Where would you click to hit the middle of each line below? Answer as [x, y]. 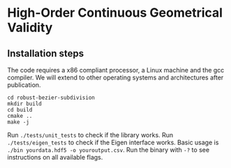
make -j [18, 122]
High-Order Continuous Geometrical [115, 13]
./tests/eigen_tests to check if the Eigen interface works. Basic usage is [113, 142]
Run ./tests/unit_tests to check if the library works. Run [90, 135]
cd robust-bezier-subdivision [51, 98]
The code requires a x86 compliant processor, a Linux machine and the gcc [116, 70]
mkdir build [24, 104]
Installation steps [46, 53]
